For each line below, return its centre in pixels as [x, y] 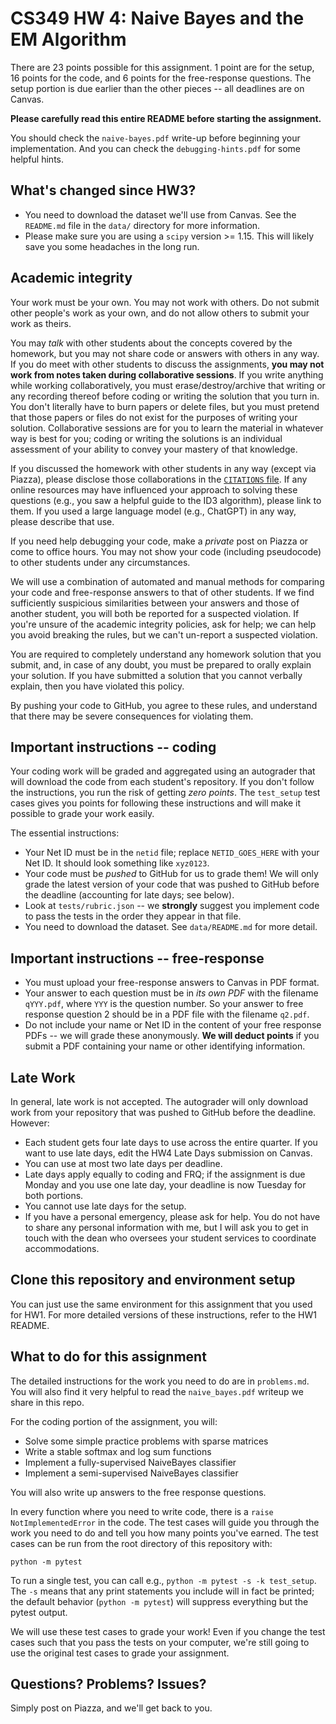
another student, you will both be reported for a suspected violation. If [155, 613]
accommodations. [62, 1248]
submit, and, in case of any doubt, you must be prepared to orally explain [161, 664]
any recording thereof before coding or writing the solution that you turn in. [165, 396]
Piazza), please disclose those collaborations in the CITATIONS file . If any [159, 479]
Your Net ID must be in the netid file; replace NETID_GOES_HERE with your [172, 853]
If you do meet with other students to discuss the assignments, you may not [167, 364]
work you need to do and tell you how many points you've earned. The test [164, 1533]
